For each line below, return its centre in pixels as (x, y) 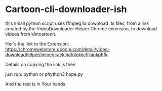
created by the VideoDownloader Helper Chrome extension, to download (81, 28)
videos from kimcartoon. (31, 34)
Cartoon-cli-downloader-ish (66, 9)
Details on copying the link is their (40, 64)
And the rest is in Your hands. (36, 84)
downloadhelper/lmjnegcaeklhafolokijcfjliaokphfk (56, 55)
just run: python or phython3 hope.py (44, 74)
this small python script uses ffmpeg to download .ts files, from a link (77, 23)
